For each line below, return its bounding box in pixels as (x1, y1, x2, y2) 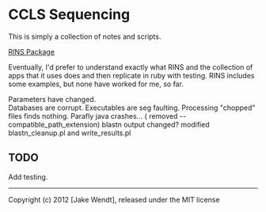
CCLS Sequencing (8, 6, 131, 24)
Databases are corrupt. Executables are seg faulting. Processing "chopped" (8, 103, 256, 112)
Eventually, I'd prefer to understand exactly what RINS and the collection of (8, 62, 253, 72)
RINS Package (8, 47, 55, 56)
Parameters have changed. (8, 94, 97, 104)
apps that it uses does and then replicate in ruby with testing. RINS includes (8, 70, 255, 80)
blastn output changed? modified (101, 119, 210, 129)
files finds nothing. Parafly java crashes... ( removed (8, 111, 178, 120)
